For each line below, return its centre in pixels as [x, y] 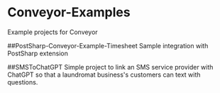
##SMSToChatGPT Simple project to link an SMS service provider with [110, 67]
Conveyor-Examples [69, 12]
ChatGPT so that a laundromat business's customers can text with [104, 75]
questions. [23, 82]
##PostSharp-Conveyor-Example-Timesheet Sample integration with [108, 45]
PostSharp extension [38, 53]
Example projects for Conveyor [53, 32]
